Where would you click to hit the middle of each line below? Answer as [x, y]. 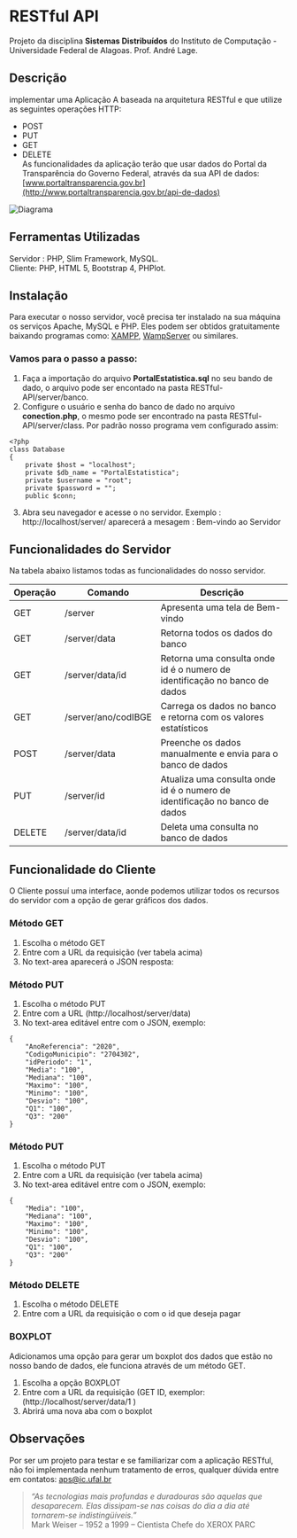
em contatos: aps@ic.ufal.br [61, 1479]
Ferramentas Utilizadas [75, 237]
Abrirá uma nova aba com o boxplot [87, 1410]
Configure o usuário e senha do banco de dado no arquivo [129, 406]
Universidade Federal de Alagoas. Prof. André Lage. [103, 50]
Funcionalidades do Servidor [90, 550]
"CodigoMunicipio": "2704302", [83, 1054]
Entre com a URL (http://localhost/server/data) [107, 1013]
